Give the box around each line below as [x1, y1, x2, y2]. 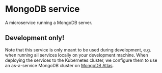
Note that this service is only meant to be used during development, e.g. [5, 47, 151, 52]
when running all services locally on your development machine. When [5, 52, 148, 58]
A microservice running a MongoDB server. [5, 20, 92, 25]
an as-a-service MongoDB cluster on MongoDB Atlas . [5, 62, 114, 68]
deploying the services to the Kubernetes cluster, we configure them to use [5, 57, 158, 63]
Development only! [5, 34, 65, 42]
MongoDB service [5, 3, 80, 15]
